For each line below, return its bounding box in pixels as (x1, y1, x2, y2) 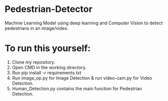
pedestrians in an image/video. (5, 25, 69, 31)
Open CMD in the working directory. (12, 64, 87, 70)
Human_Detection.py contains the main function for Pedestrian (12, 86, 142, 92)
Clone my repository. (12, 59, 56, 65)
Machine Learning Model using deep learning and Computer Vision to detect (5, 20, 163, 26)
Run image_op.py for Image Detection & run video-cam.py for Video (12, 75, 152, 81)
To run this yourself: (5, 43, 91, 54)
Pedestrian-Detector (5, 3, 93, 15)
